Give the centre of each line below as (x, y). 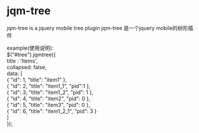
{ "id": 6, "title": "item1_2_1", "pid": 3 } (52, 111)
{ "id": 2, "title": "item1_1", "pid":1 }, (49, 86)
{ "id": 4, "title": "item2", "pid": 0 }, (49, 98)
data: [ (15, 73)
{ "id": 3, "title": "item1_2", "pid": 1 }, (50, 92)
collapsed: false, (27, 67)
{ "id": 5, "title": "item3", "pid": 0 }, (49, 105)
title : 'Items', (22, 61)
